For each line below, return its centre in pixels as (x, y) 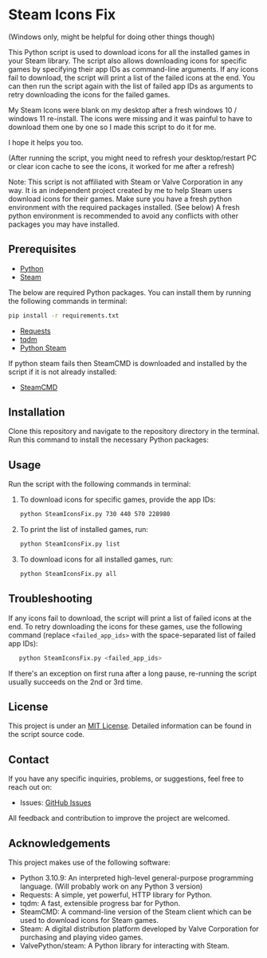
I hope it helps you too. (46, 142)
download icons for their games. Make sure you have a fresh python (120, 199)
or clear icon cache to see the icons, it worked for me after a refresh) (122, 166)
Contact (29, 759)
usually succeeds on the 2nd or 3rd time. (76, 682)
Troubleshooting (51, 599)
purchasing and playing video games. (81, 937)
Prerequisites (42, 249)
